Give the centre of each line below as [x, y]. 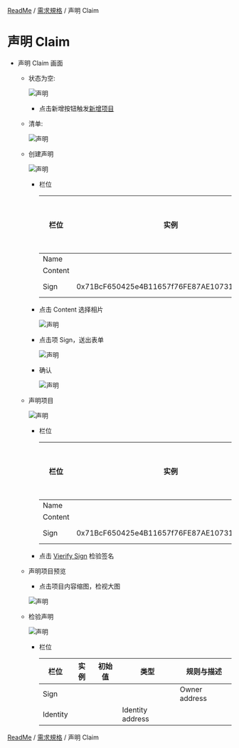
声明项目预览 [47, 571]
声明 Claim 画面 [40, 63]
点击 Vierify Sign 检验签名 [76, 555]
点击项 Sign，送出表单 [71, 339]
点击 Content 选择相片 [71, 309]
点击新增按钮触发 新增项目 [76, 108]
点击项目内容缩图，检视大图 [80, 586]
